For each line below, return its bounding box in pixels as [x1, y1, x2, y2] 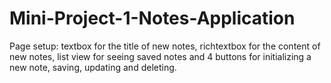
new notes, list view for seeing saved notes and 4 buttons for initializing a [9, 50, 312, 62]
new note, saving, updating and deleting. [9, 61, 177, 73]
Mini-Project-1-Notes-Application [9, 7, 296, 30]
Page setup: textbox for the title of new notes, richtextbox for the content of [9, 40, 321, 52]
